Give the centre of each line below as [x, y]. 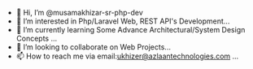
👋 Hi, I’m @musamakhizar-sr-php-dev [80, 13]
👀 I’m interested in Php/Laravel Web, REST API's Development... [123, 21]
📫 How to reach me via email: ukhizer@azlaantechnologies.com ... [127, 56]
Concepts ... [37, 38]
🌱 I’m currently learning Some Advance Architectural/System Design [131, 30]
